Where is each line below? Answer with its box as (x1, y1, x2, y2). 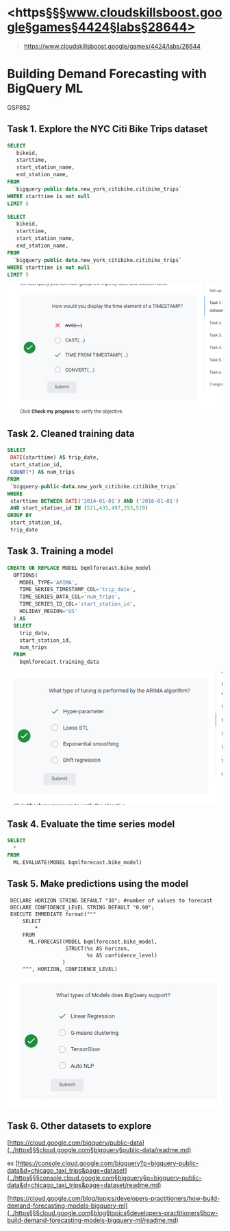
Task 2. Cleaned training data (7, 428, 135, 440)
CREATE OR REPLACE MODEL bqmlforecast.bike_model (7, 564, 152, 571)
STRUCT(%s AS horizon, (65, 945, 130, 952)
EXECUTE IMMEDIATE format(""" (10, 911, 97, 918)
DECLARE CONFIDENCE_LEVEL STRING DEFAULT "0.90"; (10, 904, 155, 911)
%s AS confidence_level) (86, 952, 157, 959)
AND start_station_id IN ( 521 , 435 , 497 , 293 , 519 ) (10, 505, 149, 512)
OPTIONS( (13, 571, 38, 579)
